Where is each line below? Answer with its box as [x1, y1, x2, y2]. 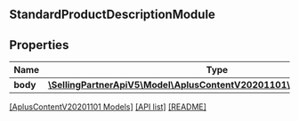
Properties [9, 37, 69, 52]
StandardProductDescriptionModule [9, 7, 216, 22]
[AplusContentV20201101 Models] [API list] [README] [9, 101, 207, 112]
